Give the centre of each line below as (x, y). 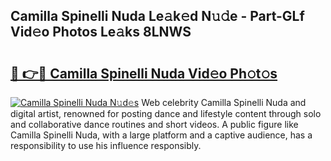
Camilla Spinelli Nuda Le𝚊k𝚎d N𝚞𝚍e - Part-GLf (157, 16)
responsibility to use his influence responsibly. (106, 145)
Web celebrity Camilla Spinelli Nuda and (224, 102)
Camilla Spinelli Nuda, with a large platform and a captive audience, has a (161, 135)
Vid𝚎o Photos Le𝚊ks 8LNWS (101, 32)
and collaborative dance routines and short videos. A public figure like (154, 124)
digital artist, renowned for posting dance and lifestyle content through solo (166, 113)
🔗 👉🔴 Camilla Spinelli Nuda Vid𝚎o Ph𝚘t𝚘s (144, 73)
